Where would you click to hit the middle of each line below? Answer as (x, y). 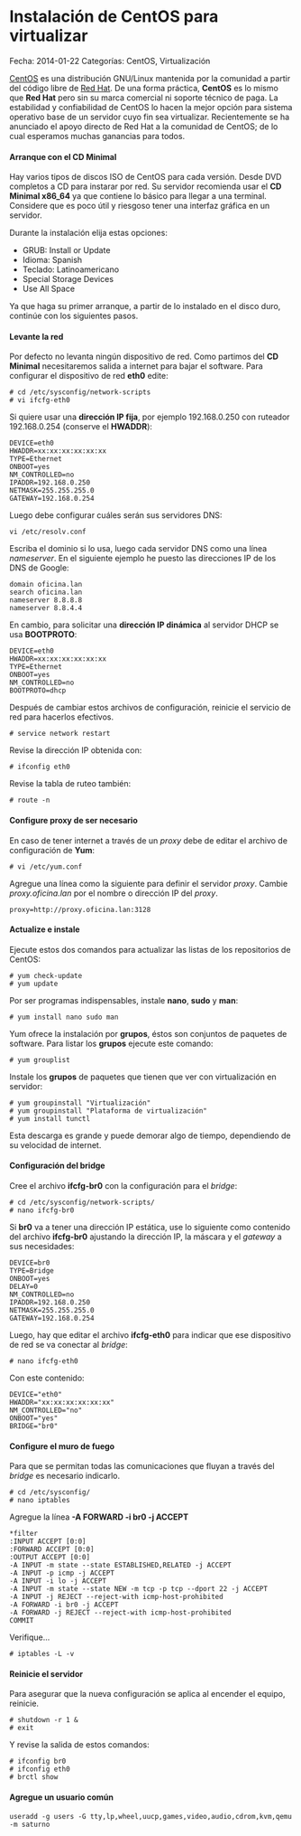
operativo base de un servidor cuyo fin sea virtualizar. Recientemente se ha (150, 117)
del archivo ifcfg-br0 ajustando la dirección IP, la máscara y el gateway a (146, 1237)
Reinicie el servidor (46, 1673)
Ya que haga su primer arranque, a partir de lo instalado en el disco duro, (145, 306)
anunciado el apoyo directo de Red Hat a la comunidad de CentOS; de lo (144, 126)
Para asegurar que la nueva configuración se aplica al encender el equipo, (147, 1694)
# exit (22, 1728)
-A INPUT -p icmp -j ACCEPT (62, 1573)
